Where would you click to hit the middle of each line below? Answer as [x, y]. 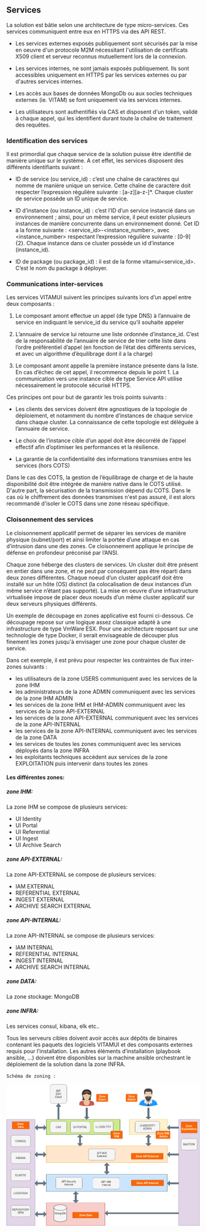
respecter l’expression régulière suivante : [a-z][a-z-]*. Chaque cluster [104, 192]
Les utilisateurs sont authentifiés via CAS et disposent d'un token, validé [106, 112]
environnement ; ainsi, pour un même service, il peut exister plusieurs [103, 217]
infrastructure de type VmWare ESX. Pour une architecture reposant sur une [102, 629]
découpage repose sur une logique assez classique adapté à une [89, 622]
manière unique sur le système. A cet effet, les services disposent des [95, 161]
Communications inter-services [55, 284]
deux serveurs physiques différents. [52, 603]
